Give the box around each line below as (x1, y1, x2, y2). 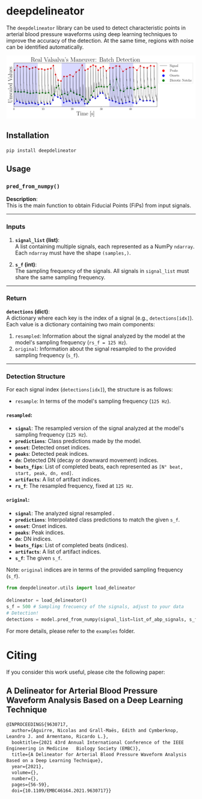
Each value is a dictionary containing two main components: (6, 320, 155, 328)
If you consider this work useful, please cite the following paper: (6, 668, 165, 676)
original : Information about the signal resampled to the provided (14, 345, 176, 352)
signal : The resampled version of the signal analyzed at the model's (14, 424, 185, 432)
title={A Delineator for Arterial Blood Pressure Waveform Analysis (11, 751, 187, 757)
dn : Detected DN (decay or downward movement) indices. (14, 456, 159, 464)
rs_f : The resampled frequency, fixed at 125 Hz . (14, 482, 133, 490)
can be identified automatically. (6, 43, 84, 51)
